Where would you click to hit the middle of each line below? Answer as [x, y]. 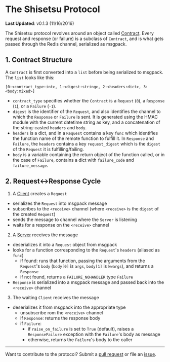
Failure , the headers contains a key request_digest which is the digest [87, 143]
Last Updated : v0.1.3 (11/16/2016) [40, 23]
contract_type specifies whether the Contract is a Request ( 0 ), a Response [89, 100]
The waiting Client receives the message [56, 297]
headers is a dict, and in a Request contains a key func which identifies [85, 133]
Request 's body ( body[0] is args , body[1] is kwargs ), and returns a [87, 266]
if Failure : [31, 323]
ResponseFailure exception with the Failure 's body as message [94, 334]
